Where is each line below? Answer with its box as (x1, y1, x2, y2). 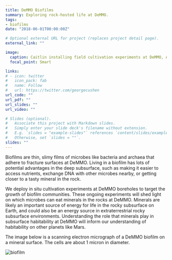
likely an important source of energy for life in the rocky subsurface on (5, 202, 155, 208)
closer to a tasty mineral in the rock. (5, 175, 81, 182)
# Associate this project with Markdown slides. (5, 121, 116, 126)
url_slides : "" (5, 102, 38, 107)
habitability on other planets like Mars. (5, 224, 86, 230)
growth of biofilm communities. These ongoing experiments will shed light (5, 191, 161, 197)
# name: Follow (5, 83, 42, 88)
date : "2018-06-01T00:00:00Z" (5, 27, 70, 32)
